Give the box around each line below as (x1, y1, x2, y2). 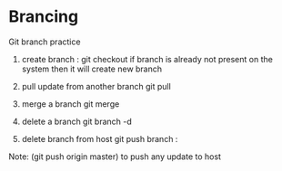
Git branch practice (8, 36, 81, 47)
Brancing (8, 6, 79, 27)
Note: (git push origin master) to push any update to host (8, 151, 222, 162)
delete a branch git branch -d (21, 116, 133, 127)
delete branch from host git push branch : (21, 133, 178, 144)
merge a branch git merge (21, 98, 120, 109)
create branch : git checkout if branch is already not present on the (21, 53, 274, 64)
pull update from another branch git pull (21, 81, 172, 91)
